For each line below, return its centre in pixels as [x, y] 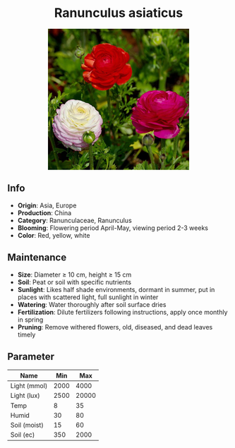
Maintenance [37, 258]
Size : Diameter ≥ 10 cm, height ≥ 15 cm [74, 274]
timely [26, 334]
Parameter [31, 357]
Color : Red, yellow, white [54, 235]
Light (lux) [25, 396]
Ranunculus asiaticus [119, 13]
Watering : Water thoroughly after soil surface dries [92, 304]
